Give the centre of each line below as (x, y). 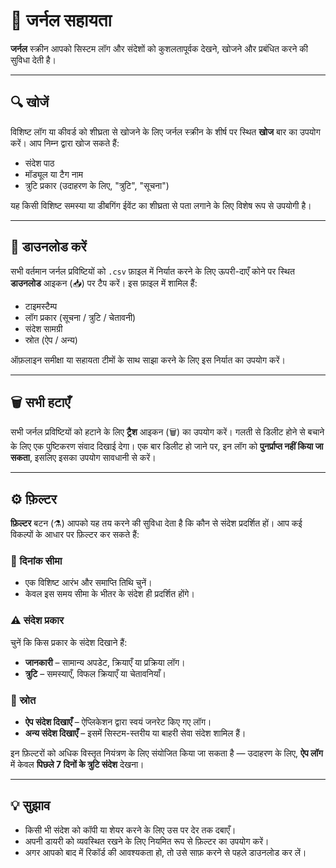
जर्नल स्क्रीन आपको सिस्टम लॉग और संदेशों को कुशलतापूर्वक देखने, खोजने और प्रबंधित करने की (159, 48)
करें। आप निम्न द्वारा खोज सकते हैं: (65, 143)
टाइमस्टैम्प (41, 306)
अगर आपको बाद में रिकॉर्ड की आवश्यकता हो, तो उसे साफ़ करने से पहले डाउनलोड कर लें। (165, 852)
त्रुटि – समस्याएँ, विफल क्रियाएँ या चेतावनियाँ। (95, 673)
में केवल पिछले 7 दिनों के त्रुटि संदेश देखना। (77, 765)
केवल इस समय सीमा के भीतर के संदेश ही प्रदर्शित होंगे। (109, 594)
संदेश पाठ (39, 163)
